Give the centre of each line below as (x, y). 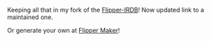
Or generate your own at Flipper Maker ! (64, 30)
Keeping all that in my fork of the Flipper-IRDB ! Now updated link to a (106, 10)
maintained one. (30, 17)
